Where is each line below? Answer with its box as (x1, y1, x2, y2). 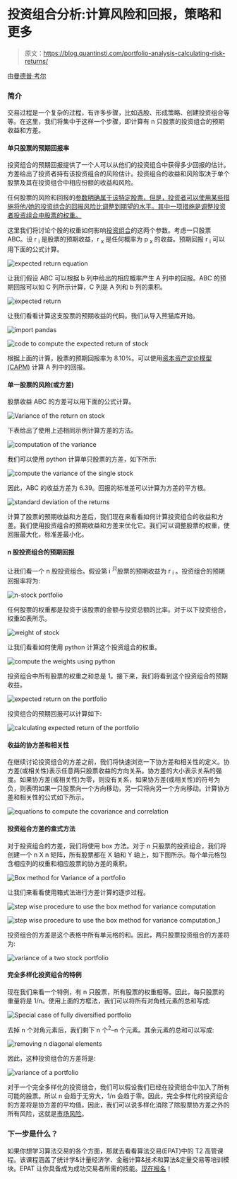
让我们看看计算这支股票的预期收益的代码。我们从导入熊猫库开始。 (7, 312, 199, 320)
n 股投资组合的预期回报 (7, 548, 75, 557)
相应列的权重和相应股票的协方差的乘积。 (13, 859, 131, 867)
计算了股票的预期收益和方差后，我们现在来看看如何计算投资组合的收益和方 (7, 513, 224, 521)
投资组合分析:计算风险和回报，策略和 (7, 6, 222, 23)
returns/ (24, 57, 49, 65)
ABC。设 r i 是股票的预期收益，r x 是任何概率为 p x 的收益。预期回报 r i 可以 (7, 235, 226, 245)
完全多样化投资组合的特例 (7, 971, 82, 979)
